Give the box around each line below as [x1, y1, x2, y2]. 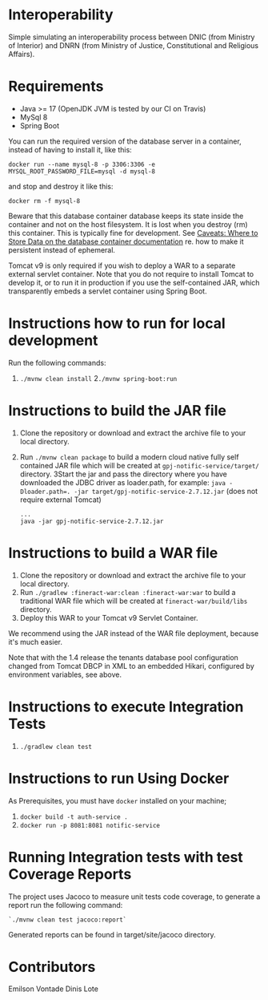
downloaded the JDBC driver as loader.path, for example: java [19, 477, 226, 487]
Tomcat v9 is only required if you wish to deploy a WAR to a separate [8, 261, 236, 270]
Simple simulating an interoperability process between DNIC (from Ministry [8, 32, 255, 42]
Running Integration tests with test [8, 848, 244, 866]
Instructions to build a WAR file [8, 544, 218, 562]
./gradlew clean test [19, 743, 92, 751]
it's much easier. [8, 637, 62, 646]
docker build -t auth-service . [19, 812, 128, 821]
